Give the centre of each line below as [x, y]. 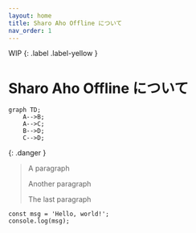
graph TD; [25, 110]
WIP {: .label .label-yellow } [53, 54]
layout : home [30, 16]
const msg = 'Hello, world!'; [59, 214]
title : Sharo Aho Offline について [65, 23]
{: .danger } [27, 153]
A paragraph [49, 168]
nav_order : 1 [30, 30]
